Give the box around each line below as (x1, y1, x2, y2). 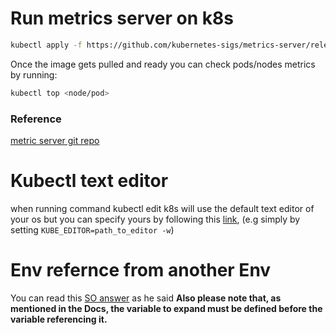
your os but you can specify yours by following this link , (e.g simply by (10, 213, 301, 225)
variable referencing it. (10, 313, 108, 325)
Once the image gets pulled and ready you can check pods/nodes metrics (10, 58, 316, 70)
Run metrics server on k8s (10, 7, 234, 30)
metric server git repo (10, 134, 100, 146)
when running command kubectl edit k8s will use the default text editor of (10, 202, 315, 214)
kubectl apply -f (10, 40, 83, 50)
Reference (10, 112, 62, 126)
